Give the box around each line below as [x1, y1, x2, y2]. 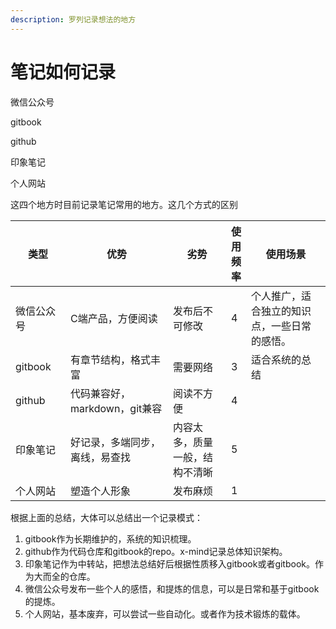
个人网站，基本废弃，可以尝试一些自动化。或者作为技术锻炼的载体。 [24, 607, 306, 620]
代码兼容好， [70, 386, 132, 400]
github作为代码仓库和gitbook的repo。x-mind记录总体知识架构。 [24, 545, 288, 557]
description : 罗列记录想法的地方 [10, 14, 137, 25]
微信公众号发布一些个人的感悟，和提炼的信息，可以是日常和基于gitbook [24, 582, 320, 595]
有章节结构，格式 [70, 352, 152, 366]
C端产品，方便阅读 [70, 311, 158, 325]
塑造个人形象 [70, 484, 132, 498]
